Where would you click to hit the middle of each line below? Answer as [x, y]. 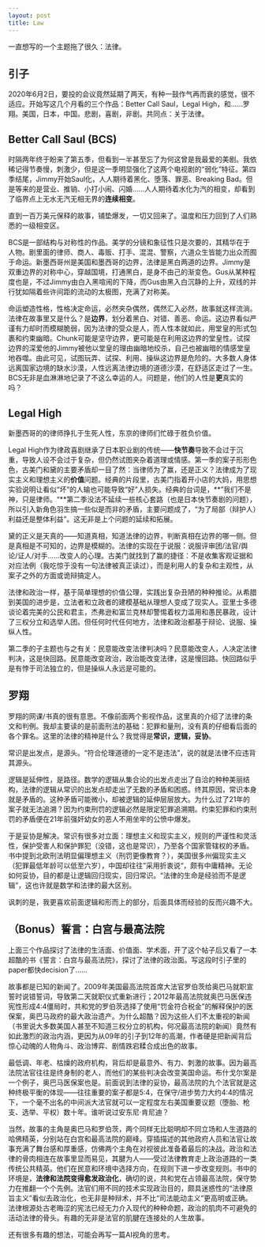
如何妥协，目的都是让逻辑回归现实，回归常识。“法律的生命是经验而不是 [124, 875]
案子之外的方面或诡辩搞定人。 [56, 575]
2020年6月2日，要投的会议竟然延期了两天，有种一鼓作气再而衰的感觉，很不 [131, 94]
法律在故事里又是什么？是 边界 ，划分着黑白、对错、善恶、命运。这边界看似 [129, 319]
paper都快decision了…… [48, 969]
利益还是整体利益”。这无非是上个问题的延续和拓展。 [93, 519]
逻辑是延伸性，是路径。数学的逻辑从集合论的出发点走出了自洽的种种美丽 [125, 779]
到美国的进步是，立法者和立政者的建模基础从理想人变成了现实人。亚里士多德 [132, 602]
